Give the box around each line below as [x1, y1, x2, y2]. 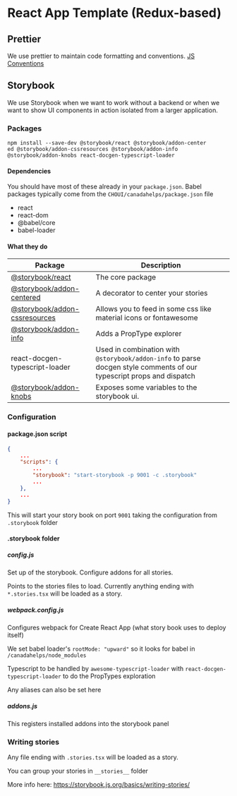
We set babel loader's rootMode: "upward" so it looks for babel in [7, 644, 195, 653]
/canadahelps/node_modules [7, 652, 87, 659]
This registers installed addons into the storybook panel [7, 720, 169, 728]
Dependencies [7, 167, 51, 175]
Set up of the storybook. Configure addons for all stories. [7, 568, 174, 577]
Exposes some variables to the [95, 382, 197, 392]
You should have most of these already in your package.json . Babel [7, 182, 202, 191]
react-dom [17, 211, 49, 219]
